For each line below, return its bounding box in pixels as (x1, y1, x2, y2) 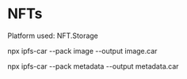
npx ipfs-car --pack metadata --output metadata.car (7, 61, 179, 71)
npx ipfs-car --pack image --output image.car (7, 46, 158, 55)
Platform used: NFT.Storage (7, 31, 98, 40)
